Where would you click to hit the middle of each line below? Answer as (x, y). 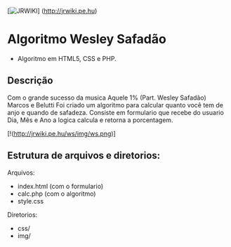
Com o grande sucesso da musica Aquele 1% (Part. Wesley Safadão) (107, 98)
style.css (31, 201)
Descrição (30, 81)
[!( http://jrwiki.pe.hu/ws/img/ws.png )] (61, 133)
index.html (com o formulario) (60, 186)
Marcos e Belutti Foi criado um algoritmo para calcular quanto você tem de (115, 105)
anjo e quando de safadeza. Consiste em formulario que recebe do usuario (116, 112)
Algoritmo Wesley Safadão (87, 39)
